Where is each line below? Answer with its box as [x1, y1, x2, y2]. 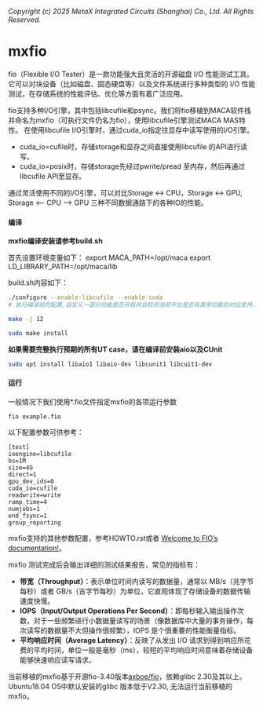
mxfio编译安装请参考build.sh [8, 236, 104, 246]
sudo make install [8, 329, 68, 337]
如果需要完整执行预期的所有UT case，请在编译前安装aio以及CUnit [8, 345, 223, 354]
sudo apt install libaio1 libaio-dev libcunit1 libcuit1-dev [8, 360, 213, 368]
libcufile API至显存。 [19, 171, 86, 181]
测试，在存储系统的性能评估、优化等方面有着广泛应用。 [8, 89, 187, 98]
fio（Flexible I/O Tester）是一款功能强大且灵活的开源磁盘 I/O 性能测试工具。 [8, 69, 254, 78]
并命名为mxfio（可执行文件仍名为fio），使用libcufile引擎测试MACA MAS [8, 115, 239, 125]
